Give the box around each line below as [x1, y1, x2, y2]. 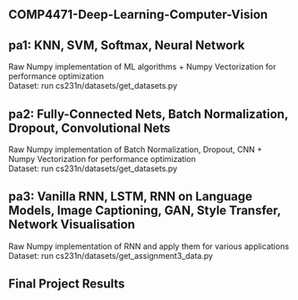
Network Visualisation [8, 217, 136, 232]
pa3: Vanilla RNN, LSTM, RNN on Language [8, 189, 252, 204]
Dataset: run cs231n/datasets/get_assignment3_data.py [8, 250, 214, 261]
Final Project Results [8, 277, 125, 292]
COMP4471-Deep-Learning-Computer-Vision [8, 7, 268, 22]
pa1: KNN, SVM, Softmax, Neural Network [8, 38, 245, 53]
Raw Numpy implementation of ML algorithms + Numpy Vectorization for [8, 62, 277, 73]
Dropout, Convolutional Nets [8, 120, 171, 135]
